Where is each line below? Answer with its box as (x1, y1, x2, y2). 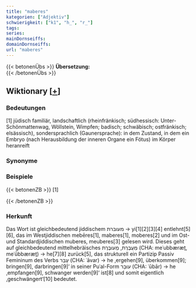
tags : (6, 25, 19, 31)
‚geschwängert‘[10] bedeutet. (6, 275, 77, 282)
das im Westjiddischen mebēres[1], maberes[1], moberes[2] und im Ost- (15, 232, 190, 239)
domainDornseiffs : (6, 42, 51, 48)
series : (6, 31, 25, 36)
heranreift (6, 142, 30, 149)
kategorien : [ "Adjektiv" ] (6, 14, 69, 20)
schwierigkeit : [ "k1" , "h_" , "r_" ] (6, 19, 93, 25)
